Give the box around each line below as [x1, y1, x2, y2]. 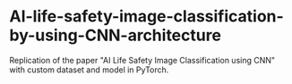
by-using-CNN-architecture [9, 25, 222, 46]
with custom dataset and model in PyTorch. [9, 64, 169, 75]
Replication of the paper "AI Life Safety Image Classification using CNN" [9, 55, 276, 65]
